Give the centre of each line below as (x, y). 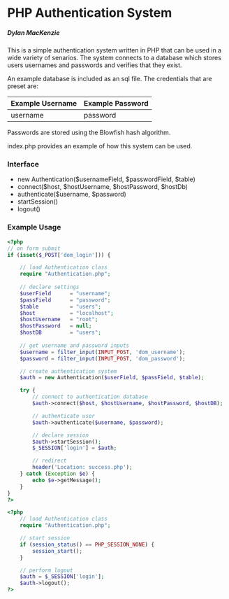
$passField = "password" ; (65, 300)
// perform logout (46, 570)
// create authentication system (68, 371)
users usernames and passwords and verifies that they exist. (95, 65)
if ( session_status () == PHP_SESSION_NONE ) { (87, 544)
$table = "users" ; (60, 306)
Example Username (44, 104)
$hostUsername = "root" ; (59, 320)
